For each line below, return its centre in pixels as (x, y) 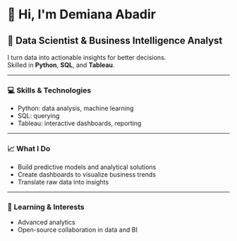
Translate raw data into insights (63, 182)
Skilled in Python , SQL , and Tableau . (61, 65)
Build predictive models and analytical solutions (87, 167)
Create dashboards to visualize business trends (87, 174)
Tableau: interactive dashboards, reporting (79, 124)
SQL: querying (38, 116)
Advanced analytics (46, 222)
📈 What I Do (29, 149)
